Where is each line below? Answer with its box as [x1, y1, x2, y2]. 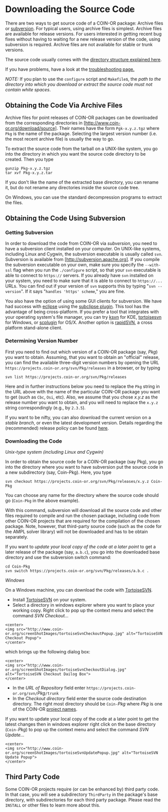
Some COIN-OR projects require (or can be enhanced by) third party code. [5, 786, 159, 792]
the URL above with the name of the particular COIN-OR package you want [5, 388, 160, 394]
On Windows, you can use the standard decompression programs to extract [5, 194, 162, 200]
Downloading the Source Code [5, 4, 135, 15]
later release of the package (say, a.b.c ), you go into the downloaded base [5, 549, 160, 555]
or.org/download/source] [5, 125, 57, 131]
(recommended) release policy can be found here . [5, 425, 109, 431]
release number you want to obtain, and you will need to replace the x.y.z [5, 399, 158, 405]
